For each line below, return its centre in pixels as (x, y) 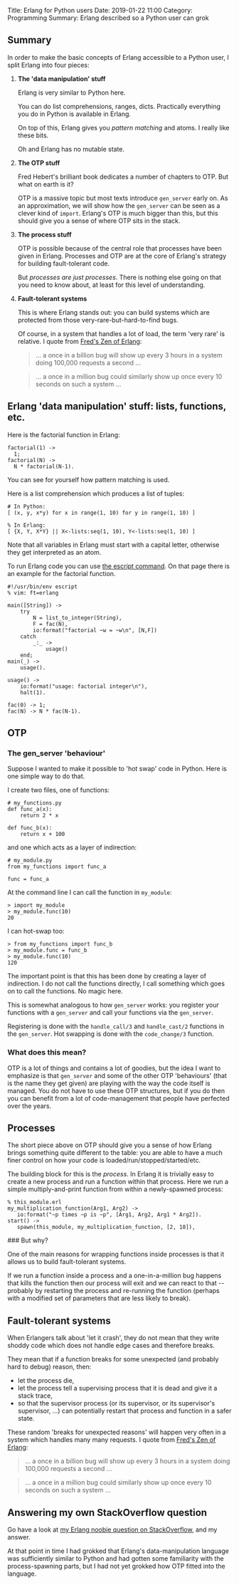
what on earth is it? (46, 184)
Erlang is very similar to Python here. (71, 93)
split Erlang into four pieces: (49, 65)
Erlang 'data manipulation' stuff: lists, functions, (117, 406)
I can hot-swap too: (36, 931)
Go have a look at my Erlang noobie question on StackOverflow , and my (112, 1529)
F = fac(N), (51, 624)
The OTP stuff (39, 162)
